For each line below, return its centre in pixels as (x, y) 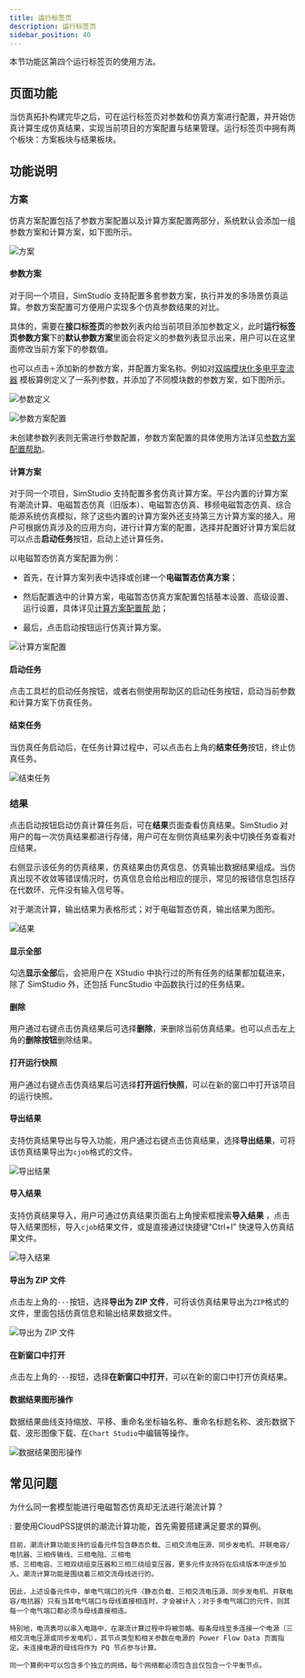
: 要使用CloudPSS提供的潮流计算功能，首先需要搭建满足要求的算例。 (138, 1526)
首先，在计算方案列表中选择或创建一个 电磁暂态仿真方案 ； (130, 577)
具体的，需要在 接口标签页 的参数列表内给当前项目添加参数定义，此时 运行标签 (152, 326)
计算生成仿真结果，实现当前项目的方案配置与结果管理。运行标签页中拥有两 (156, 128)
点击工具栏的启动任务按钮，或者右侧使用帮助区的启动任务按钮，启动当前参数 (152, 691)
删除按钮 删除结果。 (61, 1040)
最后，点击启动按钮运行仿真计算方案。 (94, 627)
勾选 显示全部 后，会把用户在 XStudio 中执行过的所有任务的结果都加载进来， (150, 973)
